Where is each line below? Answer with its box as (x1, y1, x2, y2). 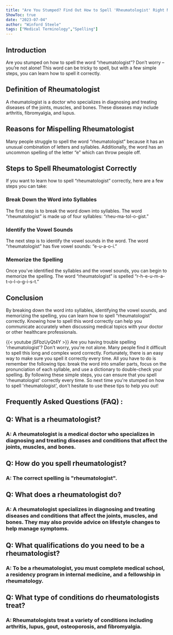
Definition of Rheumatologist (6, 85, 100, 94)
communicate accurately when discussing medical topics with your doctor (6, 323, 163, 330)
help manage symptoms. (6, 525, 69, 532)
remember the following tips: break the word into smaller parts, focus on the (6, 361, 167, 367)
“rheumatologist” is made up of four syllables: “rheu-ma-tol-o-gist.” (6, 213, 149, 219)
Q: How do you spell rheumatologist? (6, 459, 127, 468)
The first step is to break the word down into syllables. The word (6, 208, 142, 214)
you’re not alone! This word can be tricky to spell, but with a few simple (6, 65, 157, 71)
